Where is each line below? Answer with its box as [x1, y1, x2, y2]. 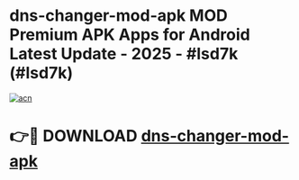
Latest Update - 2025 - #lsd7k [9, 44, 239, 64]
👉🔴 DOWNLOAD [9, 126, 138, 147]
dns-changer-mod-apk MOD [9, 5, 228, 26]
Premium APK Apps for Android [9, 24, 250, 45]
